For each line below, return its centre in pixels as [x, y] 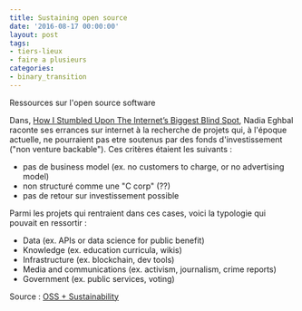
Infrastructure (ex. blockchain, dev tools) [98, 259]
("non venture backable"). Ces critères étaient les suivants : [121, 149]
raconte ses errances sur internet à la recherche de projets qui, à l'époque [148, 130]
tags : [19, 43]
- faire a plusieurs [49, 60]
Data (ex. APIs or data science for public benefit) [114, 240]
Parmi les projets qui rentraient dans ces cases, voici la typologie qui [137, 213]
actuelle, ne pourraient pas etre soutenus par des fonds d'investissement [146, 139]
